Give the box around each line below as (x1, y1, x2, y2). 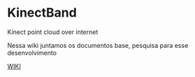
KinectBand (7, 5, 77, 21)
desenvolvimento (7, 49, 57, 57)
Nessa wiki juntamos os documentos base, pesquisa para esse (7, 41, 189, 49)
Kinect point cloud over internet (7, 28, 99, 36)
